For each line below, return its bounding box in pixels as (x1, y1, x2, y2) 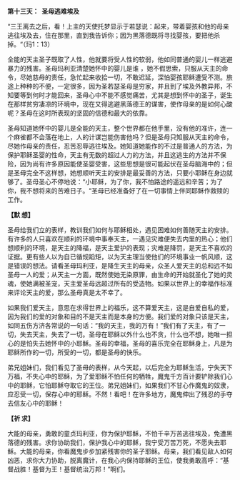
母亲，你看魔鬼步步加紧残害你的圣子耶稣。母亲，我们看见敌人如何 (38, 447, 233, 456)
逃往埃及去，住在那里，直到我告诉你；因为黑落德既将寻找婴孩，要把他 (7, 31, 214, 39)
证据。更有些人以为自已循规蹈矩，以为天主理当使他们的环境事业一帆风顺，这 (7, 253, 233, 261)
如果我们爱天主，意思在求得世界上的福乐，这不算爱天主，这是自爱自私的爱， (7, 304, 233, 311)
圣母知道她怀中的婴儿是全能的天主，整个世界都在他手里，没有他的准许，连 (7, 124, 226, 132)
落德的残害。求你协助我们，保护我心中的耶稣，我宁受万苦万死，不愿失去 (7, 439, 220, 446)
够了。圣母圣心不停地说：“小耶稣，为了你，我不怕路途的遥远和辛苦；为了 (7, 178, 224, 186)
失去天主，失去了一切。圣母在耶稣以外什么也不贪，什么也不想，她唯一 (19, 330, 226, 339)
